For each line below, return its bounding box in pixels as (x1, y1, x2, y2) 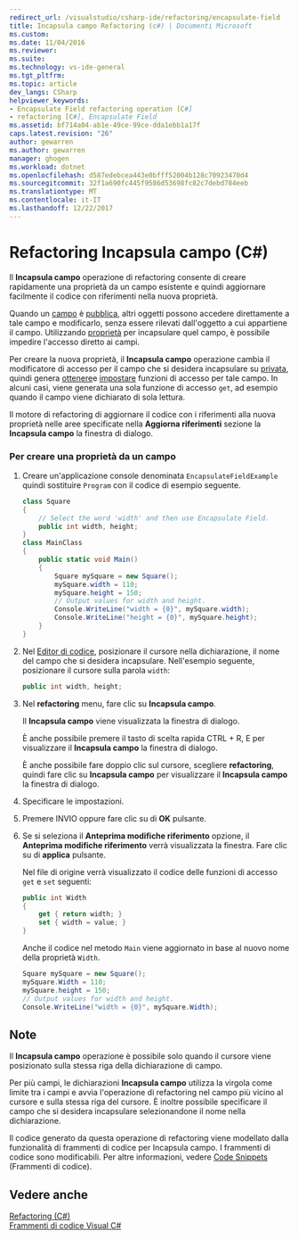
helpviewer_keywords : (9, 95, 90, 105)
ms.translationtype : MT (9, 187, 98, 196)
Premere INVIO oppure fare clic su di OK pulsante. (21, 813, 207, 823)
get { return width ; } (38, 910, 123, 919)
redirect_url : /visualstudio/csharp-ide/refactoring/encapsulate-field (9, 12, 280, 22)
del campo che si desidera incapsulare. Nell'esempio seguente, (21, 655, 255, 665)
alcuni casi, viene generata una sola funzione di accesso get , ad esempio (9, 382, 278, 392)
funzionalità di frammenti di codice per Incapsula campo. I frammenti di (9, 1143, 271, 1153)
